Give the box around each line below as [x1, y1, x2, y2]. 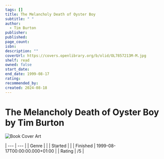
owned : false [5, 62, 32, 67]
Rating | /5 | [60, 148, 84, 154]
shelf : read [5, 58, 30, 63]
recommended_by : [5, 80, 38, 85]
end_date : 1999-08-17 [5, 72, 50, 77]
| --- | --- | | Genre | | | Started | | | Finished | [5, 143, 96, 149]
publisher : [5, 30, 28, 35]
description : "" [5, 48, 38, 53]
